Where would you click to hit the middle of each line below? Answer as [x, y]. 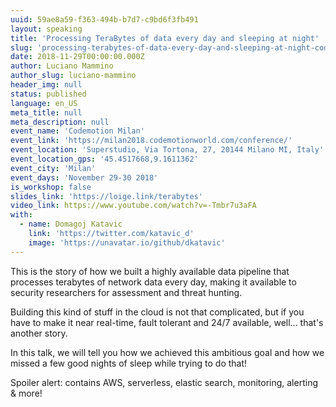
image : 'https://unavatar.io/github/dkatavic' [127, 242]
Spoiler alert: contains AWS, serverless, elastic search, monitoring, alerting [164, 382]
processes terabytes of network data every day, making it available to [153, 282]
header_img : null [46, 85]
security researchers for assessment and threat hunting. [126, 292]
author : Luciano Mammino [62, 66]
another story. [39, 333]
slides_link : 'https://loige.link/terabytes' [106, 196]
